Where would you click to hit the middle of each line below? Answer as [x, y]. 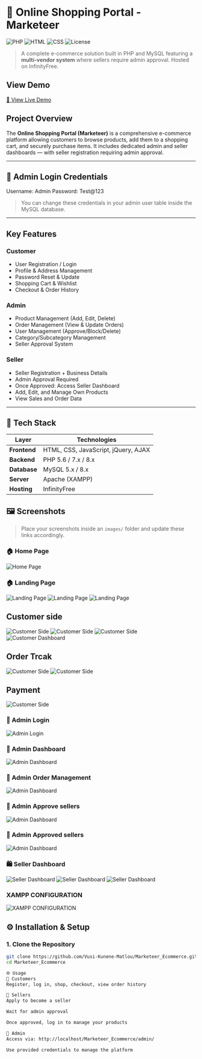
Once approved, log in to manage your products [67, 1023]
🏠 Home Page [28, 551]
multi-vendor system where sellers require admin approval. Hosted [105, 60]
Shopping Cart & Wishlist [46, 284]
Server [19, 479]
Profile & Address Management [54, 271]
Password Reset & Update [47, 277]
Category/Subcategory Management [60, 338]
